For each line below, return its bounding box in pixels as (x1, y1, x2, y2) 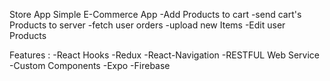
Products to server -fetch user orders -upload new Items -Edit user (9, 19, 286, 31)
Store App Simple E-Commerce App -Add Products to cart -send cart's (9, 9, 302, 20)
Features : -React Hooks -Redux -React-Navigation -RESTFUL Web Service (9, 49, 320, 61)
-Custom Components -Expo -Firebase (9, 60, 171, 71)
